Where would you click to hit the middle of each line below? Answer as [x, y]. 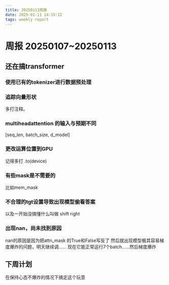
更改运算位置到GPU [29, 149]
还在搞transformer [35, 66]
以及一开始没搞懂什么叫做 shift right [43, 214]
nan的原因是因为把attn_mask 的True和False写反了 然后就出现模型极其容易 [82, 240]
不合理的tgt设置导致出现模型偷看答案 [50, 202]
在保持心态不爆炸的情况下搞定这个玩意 [45, 277]
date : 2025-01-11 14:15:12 [34, 15]
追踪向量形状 [21, 97]
